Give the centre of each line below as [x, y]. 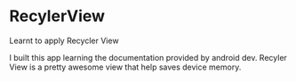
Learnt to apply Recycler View [64, 40]
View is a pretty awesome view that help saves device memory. [125, 67]
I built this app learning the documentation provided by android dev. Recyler [148, 57]
